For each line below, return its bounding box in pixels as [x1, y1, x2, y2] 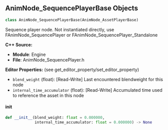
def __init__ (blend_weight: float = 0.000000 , [5, 115, 105, 120]
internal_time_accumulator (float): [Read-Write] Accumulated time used [12, 87, 163, 93]
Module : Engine [12, 51, 46, 57]
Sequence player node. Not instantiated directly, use [5, 26, 115, 32]
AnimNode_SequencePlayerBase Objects [5, 4, 138, 13]
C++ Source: [5, 41, 33, 47]
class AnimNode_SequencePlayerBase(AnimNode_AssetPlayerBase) [5, 17, 139, 22]
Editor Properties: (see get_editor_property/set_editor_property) [5, 67, 140, 73]
